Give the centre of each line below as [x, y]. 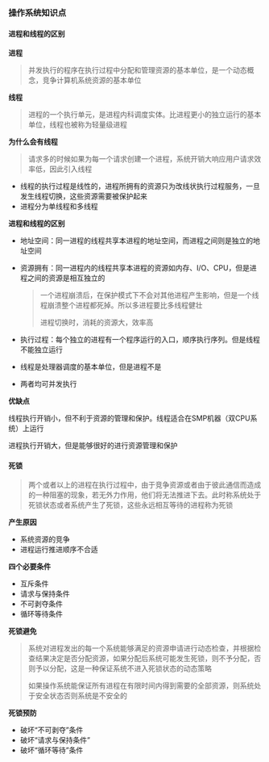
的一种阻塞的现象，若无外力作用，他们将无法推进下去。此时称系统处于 [145, 495]
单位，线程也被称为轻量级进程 [77, 125]
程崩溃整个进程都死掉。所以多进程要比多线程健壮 [121, 305]
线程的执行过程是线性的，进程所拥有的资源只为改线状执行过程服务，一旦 [140, 186]
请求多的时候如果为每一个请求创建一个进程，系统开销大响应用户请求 [141, 159]
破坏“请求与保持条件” [55, 740]
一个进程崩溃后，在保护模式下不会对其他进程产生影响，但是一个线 [149, 295]
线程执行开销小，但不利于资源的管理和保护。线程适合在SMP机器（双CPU [130, 418]
